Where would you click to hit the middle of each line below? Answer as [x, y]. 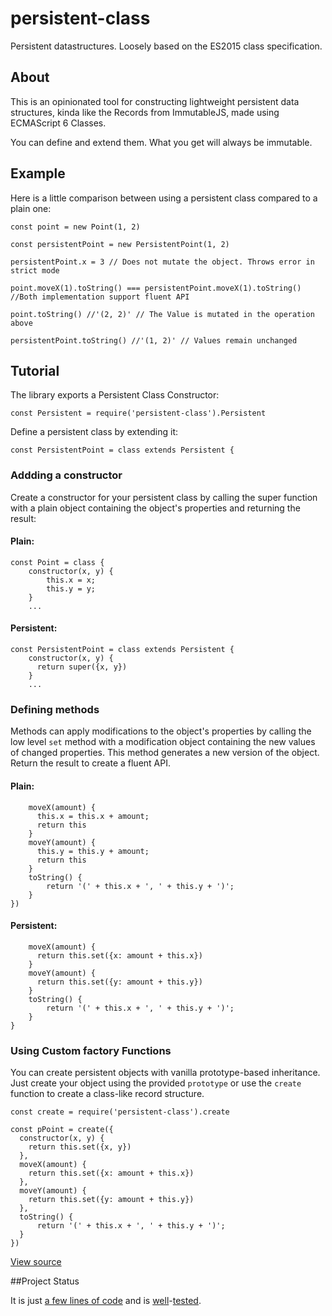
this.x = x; [71, 580]
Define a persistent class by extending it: [94, 432]
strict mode [35, 270]
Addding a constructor [66, 475]
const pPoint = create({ [62, 1130]
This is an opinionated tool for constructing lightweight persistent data [155, 101]
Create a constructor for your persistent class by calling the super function [164, 497]
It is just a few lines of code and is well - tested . [106, 1301]
